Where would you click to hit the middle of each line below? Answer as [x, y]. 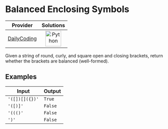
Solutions [53, 25]
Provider [22, 25]
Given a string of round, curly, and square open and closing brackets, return [84, 55]
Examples [21, 77]
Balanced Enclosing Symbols [67, 9]
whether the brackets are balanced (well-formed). [57, 61]
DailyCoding [22, 38]
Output [52, 91]
